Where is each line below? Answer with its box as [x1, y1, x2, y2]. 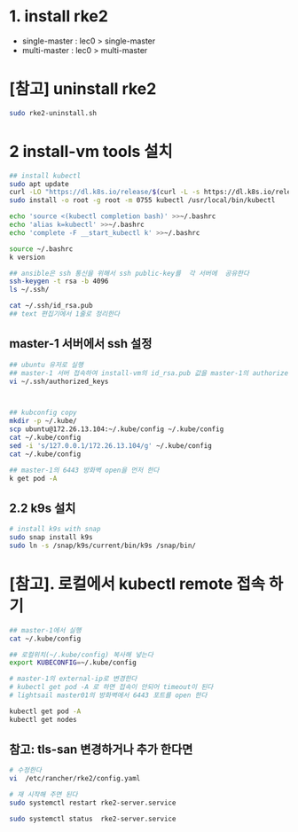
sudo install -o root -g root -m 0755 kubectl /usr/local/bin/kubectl [9, 196, 276, 205]
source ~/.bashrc [9, 244, 74, 254]
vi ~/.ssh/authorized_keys [9, 377, 109, 386]
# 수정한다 [9, 765, 43, 775]
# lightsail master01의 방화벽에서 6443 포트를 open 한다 [9, 691, 208, 700]
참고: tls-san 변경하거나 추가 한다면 [9, 742, 193, 757]
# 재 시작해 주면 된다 [9, 790, 78, 799]
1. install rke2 [9, 6, 109, 27]
